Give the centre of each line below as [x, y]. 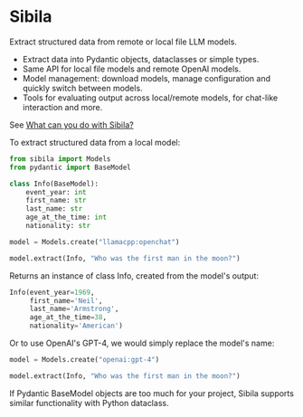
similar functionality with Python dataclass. [89, 403]
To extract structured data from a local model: [95, 142]
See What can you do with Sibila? [71, 125]
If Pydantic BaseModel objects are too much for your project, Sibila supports [151, 393]
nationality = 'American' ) [76, 326]
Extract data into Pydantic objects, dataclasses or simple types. [141, 59]
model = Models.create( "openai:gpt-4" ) [85, 360]
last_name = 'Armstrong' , [74, 309]
